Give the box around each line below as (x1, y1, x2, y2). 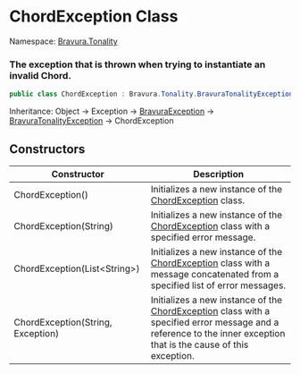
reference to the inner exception (150, 327, 286, 339)
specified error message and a (150, 316, 279, 328)
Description (193, 167, 244, 180)
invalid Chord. (9, 69, 71, 81)
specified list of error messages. (150, 279, 287, 292)
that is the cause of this (150, 338, 249, 351)
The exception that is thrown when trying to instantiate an (9, 58, 266, 71)
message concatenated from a (150, 268, 279, 280)
